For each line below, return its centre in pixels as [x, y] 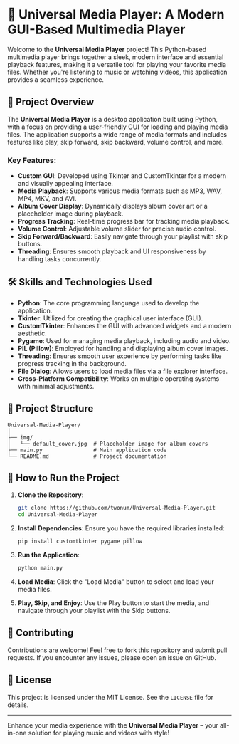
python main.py [40, 568]
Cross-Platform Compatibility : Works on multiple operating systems [118, 378]
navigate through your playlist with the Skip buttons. [94, 610]
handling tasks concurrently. [59, 259]
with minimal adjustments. [56, 386]
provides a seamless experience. [56, 79]
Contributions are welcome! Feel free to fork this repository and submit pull [117, 650]
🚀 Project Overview [51, 102]
